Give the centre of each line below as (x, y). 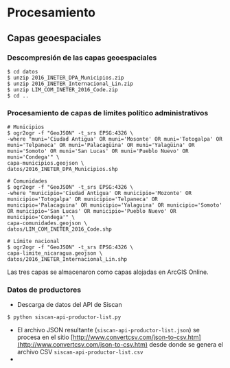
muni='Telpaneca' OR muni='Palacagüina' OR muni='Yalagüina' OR (101, 146)
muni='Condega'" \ (33, 157)
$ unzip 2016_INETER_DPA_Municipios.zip (66, 78)
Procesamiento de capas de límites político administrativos (108, 113)
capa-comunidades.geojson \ (47, 223)
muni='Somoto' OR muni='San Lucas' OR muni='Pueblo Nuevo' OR (98, 151)
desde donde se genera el (186, 345)
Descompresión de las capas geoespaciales (82, 58)
